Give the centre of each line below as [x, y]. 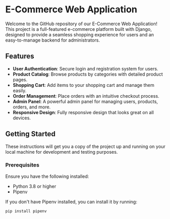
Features [20, 56]
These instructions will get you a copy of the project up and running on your [85, 146]
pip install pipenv [26, 211]
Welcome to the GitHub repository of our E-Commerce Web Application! [81, 24]
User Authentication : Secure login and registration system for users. [86, 68]
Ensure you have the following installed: [47, 176]
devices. [22, 118]
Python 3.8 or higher [34, 186]
